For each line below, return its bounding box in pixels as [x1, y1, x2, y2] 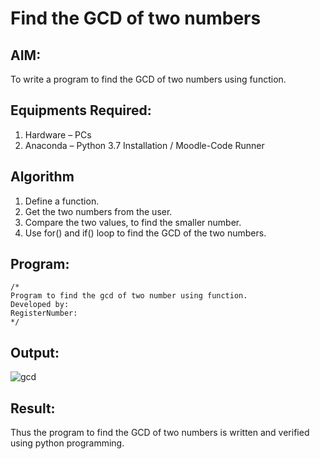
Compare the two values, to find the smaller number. [24, 216, 242, 228]
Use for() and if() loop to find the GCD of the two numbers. [24, 227, 267, 239]
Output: [10, 344, 60, 361]
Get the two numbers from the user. [24, 205, 173, 217]
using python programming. [10, 437, 125, 449]
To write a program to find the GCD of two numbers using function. [10, 73, 287, 85]
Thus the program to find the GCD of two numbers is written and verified [10, 427, 310, 439]
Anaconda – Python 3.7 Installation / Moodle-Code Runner [24, 139, 265, 151]
